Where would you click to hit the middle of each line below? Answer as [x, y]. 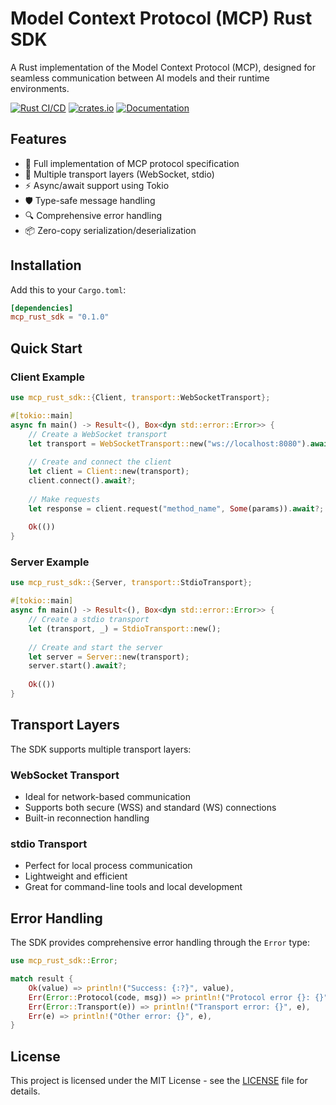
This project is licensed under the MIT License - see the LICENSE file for [159, 1081]
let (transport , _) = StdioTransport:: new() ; [125, 628]
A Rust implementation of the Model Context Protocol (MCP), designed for [163, 67]
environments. [40, 88]
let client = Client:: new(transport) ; [109, 472]
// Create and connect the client [100, 462]
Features [38, 139]
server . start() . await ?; [78, 666]
